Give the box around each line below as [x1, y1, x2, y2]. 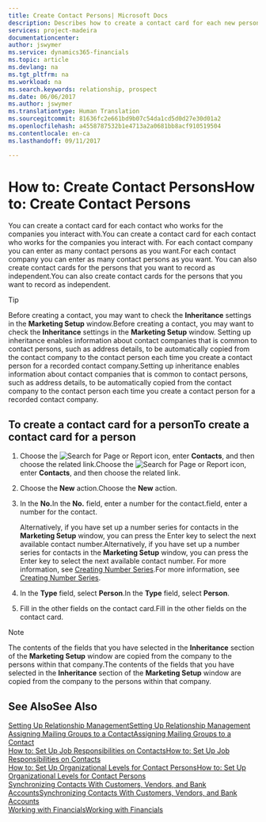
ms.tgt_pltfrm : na [8, 71, 69, 78]
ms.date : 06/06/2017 [8, 93, 77, 101]
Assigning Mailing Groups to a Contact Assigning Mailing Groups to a [8, 729, 232, 739]
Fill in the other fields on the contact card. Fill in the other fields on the [19, 604, 247, 614]
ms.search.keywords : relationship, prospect [8, 85, 158, 94]
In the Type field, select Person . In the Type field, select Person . [19, 588, 230, 598]
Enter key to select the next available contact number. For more [19, 556, 227, 566]
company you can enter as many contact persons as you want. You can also [8, 254, 257, 264]
